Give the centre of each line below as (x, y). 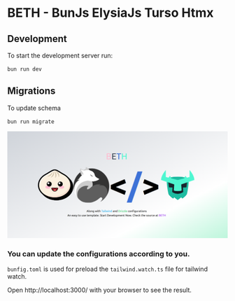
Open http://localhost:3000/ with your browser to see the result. (100, 290)
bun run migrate (31, 121)
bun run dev (24, 69)
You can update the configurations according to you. (99, 254)
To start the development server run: (60, 55)
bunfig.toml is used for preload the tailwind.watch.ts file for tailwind (108, 269)
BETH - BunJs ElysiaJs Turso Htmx (111, 13)
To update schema (34, 108)
